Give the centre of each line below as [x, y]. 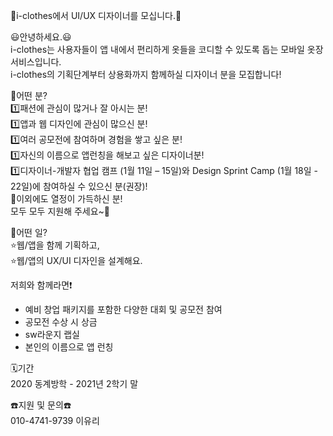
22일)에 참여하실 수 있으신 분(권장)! [79, 186]
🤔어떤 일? [29, 232]
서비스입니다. [36, 62]
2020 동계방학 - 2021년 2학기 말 [74, 383]
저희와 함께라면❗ [41, 285]
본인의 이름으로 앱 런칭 [69, 347]
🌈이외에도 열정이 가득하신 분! [66, 198]
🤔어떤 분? [29, 95]
